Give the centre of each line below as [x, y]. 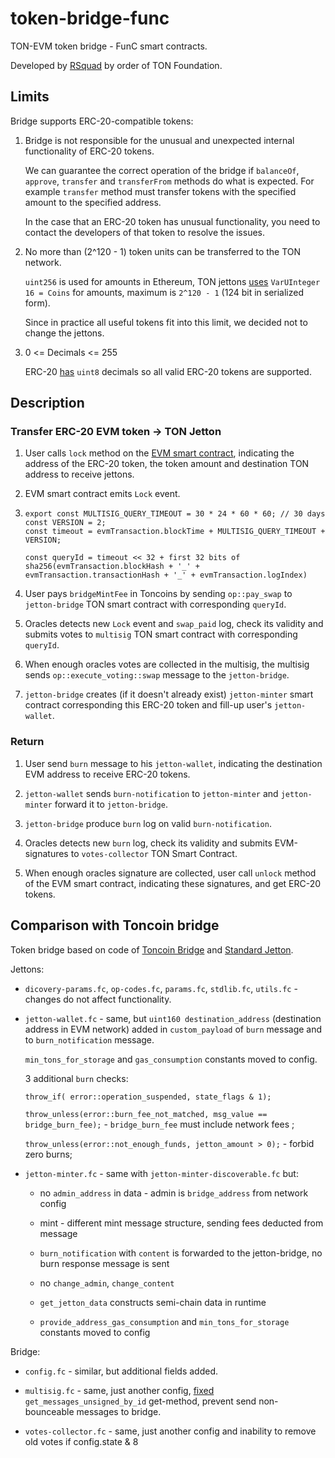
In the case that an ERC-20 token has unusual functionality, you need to [172, 221]
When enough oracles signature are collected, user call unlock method [170, 873]
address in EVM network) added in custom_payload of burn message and [173, 1029]
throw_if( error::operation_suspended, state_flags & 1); [148, 1097]
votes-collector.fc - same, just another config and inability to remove [170, 1431]
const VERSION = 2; [65, 523]
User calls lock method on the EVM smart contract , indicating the [159, 453]
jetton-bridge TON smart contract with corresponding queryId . [155, 604]
